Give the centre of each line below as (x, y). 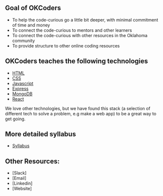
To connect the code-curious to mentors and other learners (72, 30)
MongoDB (22, 94)
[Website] (22, 189)
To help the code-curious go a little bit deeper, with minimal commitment (85, 20)
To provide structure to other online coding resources (66, 45)
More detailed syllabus (41, 134)
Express (20, 88)
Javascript (23, 83)
